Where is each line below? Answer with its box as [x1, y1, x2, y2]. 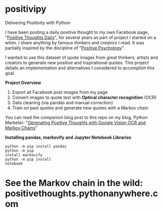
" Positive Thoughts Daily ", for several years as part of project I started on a [5, 34, 157, 40]
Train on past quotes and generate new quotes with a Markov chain [12, 105, 148, 111]
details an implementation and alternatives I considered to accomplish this [5, 65, 155, 71]
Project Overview [5, 80, 42, 86]
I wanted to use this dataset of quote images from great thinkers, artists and [5, 54, 158, 60]
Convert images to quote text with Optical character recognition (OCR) [12, 94, 157, 100]
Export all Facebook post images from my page [12, 89, 108, 95]
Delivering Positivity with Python [5, 20, 70, 26]
